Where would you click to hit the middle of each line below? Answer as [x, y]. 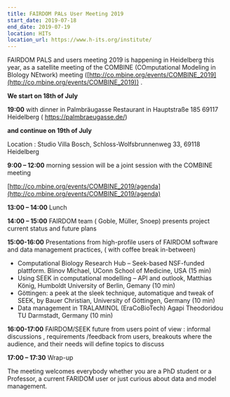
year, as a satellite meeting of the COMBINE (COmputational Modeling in [111, 67]
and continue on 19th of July [50, 131]
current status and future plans [52, 228]
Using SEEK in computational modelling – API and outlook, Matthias [115, 278]
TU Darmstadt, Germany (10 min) [65, 315]
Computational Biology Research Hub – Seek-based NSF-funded [111, 263]
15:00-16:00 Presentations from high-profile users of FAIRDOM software [113, 242]
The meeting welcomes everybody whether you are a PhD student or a [109, 371]
